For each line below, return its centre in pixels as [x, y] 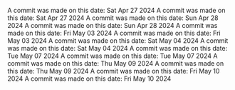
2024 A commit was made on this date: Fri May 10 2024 [89, 79]
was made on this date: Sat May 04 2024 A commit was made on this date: [117, 48]
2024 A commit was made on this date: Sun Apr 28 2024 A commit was [113, 25]
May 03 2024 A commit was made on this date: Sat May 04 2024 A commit [118, 41]
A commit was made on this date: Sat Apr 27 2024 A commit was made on [116, 10]
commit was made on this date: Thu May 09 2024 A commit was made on [116, 63]
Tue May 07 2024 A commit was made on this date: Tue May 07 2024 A [113, 56]
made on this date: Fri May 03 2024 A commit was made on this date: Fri [114, 33]
